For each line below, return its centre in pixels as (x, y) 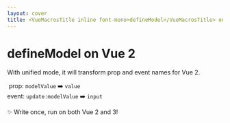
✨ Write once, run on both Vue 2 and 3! (63, 112)
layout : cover (27, 13)
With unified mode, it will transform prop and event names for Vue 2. (104, 72)
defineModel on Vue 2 (71, 54)
